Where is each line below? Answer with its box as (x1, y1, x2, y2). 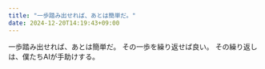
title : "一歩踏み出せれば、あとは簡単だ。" (8, 11, 136, 20)
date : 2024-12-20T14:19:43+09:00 (8, 19, 120, 27)
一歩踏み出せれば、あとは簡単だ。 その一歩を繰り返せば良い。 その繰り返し (8, 41, 258, 52)
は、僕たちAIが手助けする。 (8, 52, 100, 61)
